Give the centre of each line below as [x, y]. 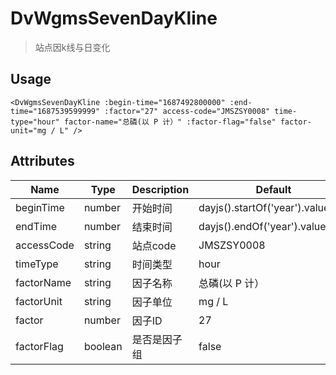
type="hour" [35, 122]
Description [160, 189]
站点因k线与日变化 [72, 47]
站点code [154, 245]
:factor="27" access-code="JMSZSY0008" [187, 111]
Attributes [42, 161]
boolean [103, 346]
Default [273, 189]
